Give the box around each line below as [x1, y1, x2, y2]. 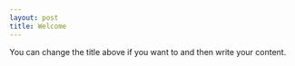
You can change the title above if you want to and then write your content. [9, 46, 287, 57]
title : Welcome [9, 22, 67, 31]
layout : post [9, 13, 59, 23]
